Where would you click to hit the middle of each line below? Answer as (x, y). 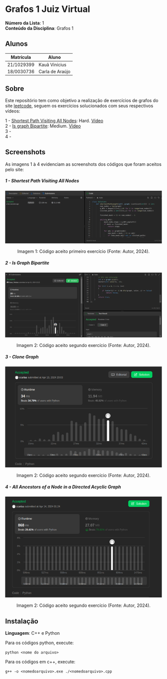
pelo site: (14, 169)
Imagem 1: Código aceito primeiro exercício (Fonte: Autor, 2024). (83, 251)
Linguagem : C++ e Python (33, 633)
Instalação (22, 621)
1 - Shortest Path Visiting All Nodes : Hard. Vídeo (54, 121)
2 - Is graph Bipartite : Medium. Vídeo (43, 126)
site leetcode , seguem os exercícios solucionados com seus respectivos (79, 106)
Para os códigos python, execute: (40, 643)
